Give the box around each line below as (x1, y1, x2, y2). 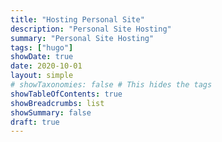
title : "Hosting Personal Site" (10, 14, 145, 25)
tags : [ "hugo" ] (10, 42, 74, 53)
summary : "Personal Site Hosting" (10, 33, 155, 43)
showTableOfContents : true (10, 89, 123, 99)
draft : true (10, 117, 60, 127)
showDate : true (10, 52, 74, 62)
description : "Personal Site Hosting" (10, 24, 172, 34)
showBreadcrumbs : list (10, 98, 105, 108)
